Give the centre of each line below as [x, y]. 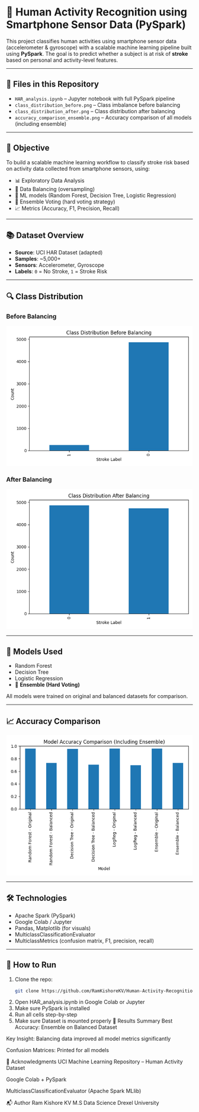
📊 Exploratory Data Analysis [49, 180]
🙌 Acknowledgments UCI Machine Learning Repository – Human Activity [94, 1062]
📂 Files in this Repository [53, 85]
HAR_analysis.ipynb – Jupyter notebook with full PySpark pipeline [95, 98]
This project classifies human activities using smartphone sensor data [91, 41]
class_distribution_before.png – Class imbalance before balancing [97, 105]
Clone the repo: [34, 979]
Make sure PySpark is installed [52, 1008]
